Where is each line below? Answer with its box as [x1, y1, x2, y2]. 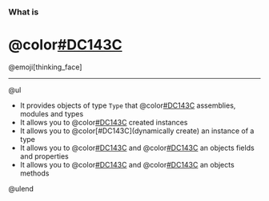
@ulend [8, 183, 34, 193]
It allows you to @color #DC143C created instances [19, 117, 188, 127]
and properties [19, 151, 70, 161]
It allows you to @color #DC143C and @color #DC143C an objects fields [19, 143, 255, 152]
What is [8, 6, 39, 18]
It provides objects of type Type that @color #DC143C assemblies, [19, 100, 236, 110]
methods [19, 168, 50, 178]
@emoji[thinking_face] [8, 62, 82, 72]
